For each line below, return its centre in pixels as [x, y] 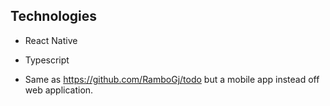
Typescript [47, 60]
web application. [59, 90]
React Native [51, 40]
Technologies [54, 16]
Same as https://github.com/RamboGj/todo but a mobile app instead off [172, 79]
